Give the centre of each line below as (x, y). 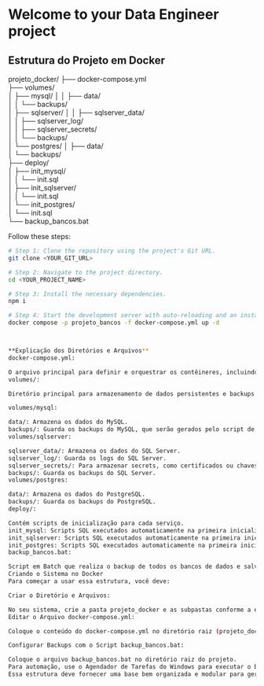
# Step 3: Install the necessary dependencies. (88, 294)
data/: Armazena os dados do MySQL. (68, 422)
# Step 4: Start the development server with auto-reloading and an (123, 315)
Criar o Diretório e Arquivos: (59, 596)
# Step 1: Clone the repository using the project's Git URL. (112, 251)
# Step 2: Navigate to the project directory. (86, 272)
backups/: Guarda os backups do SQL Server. (82, 473)
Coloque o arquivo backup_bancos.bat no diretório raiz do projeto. (123, 660)
